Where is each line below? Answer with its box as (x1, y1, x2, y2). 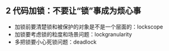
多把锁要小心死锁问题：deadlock (14, 38, 97, 46)
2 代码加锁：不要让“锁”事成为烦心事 (5, 5, 141, 16)
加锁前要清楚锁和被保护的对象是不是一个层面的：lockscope (14, 23, 164, 30)
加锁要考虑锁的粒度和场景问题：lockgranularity (14, 30, 132, 38)
